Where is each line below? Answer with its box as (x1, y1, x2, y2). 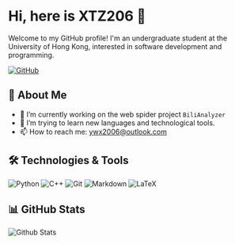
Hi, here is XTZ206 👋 (8, 7, 146, 25)
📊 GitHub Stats (8, 202, 85, 216)
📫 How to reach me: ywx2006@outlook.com (19, 127, 168, 136)
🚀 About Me (8, 89, 67, 102)
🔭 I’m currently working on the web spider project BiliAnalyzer (19, 109, 226, 119)
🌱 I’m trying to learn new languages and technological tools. (19, 118, 215, 128)
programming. (8, 50, 55, 59)
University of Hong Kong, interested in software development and (8, 41, 222, 51)
